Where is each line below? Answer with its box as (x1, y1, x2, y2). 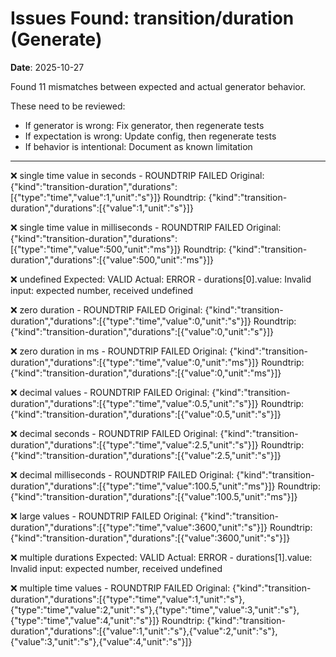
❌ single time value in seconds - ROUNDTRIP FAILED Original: (10, 169, 265, 181)
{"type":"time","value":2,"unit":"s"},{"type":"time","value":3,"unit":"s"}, (10, 603, 300, 616)
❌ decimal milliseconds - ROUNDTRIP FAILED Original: (10, 468, 235, 481)
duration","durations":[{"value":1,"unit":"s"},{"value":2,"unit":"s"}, (10, 625, 278, 637)
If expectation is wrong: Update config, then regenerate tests (24, 130, 277, 142)
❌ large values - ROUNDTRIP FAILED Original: (10, 510, 198, 522)
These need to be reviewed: (10, 100, 126, 112)
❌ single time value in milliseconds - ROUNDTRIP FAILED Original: (10, 221, 282, 233)
